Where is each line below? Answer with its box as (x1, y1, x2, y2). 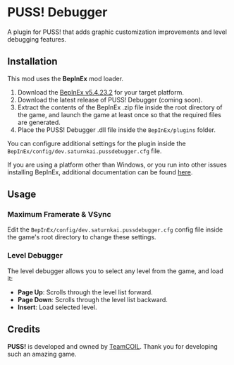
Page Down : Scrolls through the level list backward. (17, 295, 168, 304)
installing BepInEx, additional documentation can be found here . (7, 167, 193, 176)
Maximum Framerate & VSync (7, 210, 111, 220)
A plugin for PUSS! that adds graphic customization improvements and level (7, 28, 228, 36)
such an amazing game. (7, 349, 77, 358)
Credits (7, 323, 41, 335)
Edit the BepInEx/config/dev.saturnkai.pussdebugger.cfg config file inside (7, 225, 223, 234)
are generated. (17, 118, 61, 126)
